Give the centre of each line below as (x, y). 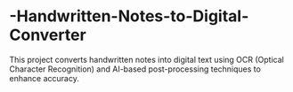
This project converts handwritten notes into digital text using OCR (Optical (147, 59)
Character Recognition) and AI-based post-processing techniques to (135, 69)
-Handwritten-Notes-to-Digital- (129, 16)
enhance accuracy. (45, 78)
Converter (48, 35)
